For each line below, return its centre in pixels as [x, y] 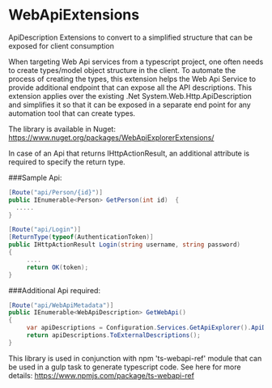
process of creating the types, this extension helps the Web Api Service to [132, 79]
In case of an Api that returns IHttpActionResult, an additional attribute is [129, 153]
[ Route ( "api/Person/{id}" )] [56, 192]
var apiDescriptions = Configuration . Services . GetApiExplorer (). [139, 328]
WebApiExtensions [74, 15]
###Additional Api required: [55, 290]
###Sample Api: [35, 177]
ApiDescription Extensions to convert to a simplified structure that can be [131, 37]
